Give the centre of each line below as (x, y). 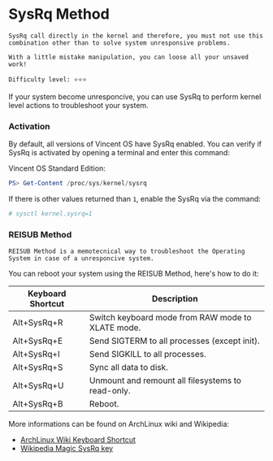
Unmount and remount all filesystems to (165, 381)
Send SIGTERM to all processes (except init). (174, 341)
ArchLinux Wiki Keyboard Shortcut (78, 440)
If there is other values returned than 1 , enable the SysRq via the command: (135, 199)
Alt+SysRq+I (36, 354)
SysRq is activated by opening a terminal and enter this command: (119, 153)
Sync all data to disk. (129, 367)
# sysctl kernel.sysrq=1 (50, 214)
